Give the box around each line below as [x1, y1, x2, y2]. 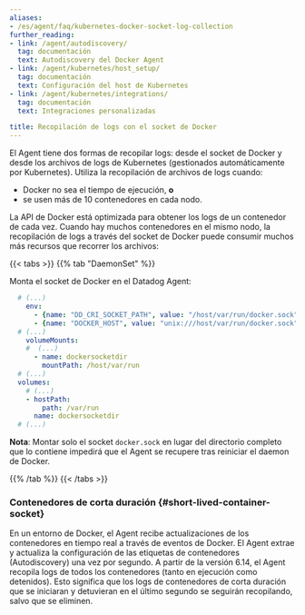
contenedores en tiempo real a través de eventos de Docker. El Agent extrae [9, 538, 295, 549]
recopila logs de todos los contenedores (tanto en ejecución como [9, 567, 258, 578]
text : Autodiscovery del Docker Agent [17, 55, 165, 64]
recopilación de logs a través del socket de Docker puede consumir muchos [9, 231, 294, 242]
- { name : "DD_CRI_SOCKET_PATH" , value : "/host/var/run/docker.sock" [33, 310, 299, 319]
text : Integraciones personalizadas [17, 106, 156, 115]
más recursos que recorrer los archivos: [9, 241, 159, 252]
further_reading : [9, 30, 75, 39]
